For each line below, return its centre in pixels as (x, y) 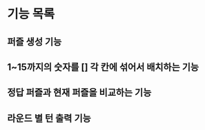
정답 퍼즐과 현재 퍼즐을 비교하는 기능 (79, 93)
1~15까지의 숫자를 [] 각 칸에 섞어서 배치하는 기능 (103, 67)
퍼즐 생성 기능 (35, 42)
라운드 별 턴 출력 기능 (49, 118)
